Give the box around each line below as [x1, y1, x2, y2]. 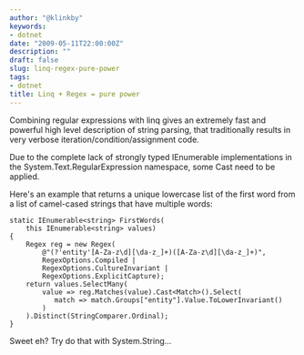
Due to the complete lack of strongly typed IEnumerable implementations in [9, 151, 293, 162]
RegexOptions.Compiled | [42, 256, 137, 265]
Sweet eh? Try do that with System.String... [9, 335, 172, 346]
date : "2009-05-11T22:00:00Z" [9, 38, 125, 48]
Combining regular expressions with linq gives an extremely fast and [9, 115, 267, 126]
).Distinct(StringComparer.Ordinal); [25, 311, 169, 320]
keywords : [9, 22, 47, 31]
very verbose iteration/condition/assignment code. [9, 134, 200, 145]
